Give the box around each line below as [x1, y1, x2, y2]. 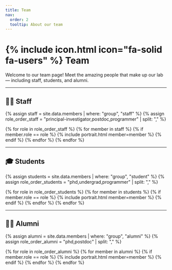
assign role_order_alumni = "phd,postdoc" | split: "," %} [5, 238, 122, 244]
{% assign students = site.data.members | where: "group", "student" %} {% [5, 173, 165, 180]
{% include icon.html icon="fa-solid [5, 44, 162, 55]
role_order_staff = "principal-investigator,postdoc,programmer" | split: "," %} [5, 116, 166, 122]
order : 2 [10, 17, 29, 22]
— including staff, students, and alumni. [5, 78, 89, 84]
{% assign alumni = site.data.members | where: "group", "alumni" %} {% [5, 233, 159, 239]
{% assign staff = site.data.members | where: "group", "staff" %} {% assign [5, 111, 165, 117]
